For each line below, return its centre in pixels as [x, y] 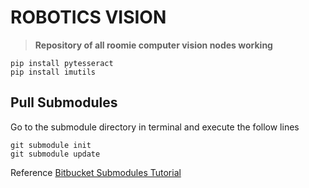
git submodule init [51, 145]
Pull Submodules [64, 102]
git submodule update [55, 154]
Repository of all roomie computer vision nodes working [153, 45]
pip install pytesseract [62, 63]
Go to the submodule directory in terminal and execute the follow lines [155, 127]
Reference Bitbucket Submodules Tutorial [96, 172]
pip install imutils [53, 72]
